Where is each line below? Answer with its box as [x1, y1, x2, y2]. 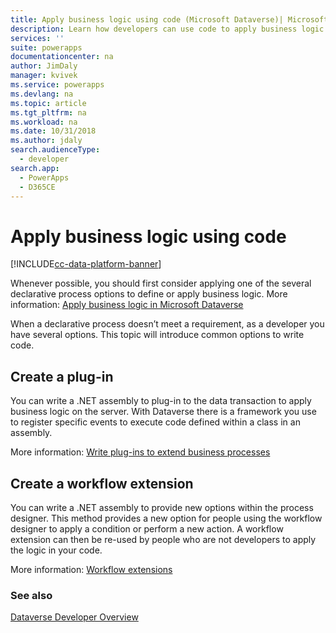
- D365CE [19, 182, 56, 192]
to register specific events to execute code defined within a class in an [10, 416, 301, 428]
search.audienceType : [10, 145, 101, 155]
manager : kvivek [10, 71, 78, 81]
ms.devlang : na [10, 89, 74, 99]
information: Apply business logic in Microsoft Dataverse [10, 299, 244, 311]
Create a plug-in [10, 368, 114, 385]
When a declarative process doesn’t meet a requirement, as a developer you [10, 318, 325, 330]
